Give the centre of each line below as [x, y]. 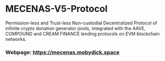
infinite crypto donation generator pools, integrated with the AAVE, [76, 28]
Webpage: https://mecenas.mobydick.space [62, 52]
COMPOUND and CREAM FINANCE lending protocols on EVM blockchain [82, 34]
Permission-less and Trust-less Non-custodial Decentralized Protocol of [81, 23]
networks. [16, 39]
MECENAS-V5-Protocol [56, 9]
